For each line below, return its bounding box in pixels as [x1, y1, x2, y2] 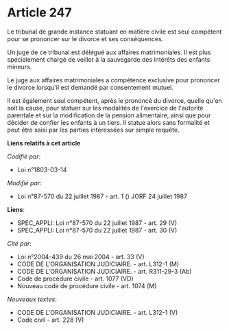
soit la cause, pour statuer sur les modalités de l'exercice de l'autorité [7, 104, 204, 112]
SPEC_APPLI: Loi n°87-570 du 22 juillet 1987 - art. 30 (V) [16, 226, 178, 234]
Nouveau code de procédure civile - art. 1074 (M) [16, 281, 157, 290]
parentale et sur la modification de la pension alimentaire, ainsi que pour [7, 111, 211, 119]
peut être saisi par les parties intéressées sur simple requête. [7, 126, 180, 134]
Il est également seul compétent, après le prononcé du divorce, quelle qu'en [7, 96, 223, 104]
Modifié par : [7, 178, 43, 187]
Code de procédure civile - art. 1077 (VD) [16, 274, 134, 283]
